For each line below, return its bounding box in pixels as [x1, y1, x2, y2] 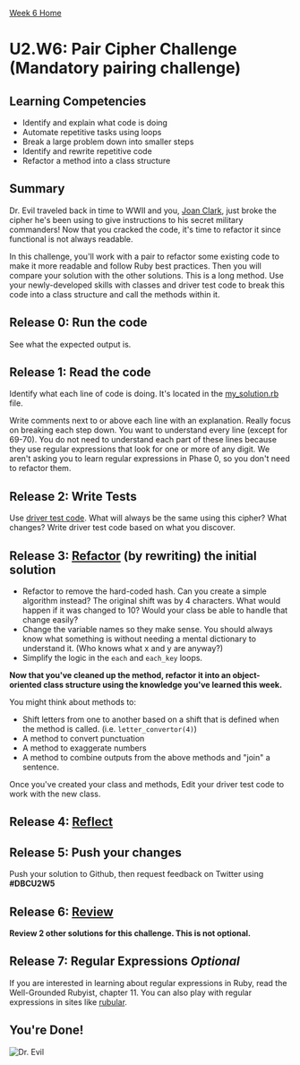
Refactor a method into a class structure [21, 156, 171, 166]
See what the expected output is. [9, 339, 132, 349]
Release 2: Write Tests [9, 488, 137, 504]
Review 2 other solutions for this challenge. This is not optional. [9, 928, 252, 939]
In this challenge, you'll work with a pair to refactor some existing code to [9, 251, 280, 262]
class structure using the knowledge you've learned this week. [43, 680, 283, 691]
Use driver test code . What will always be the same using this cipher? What [9, 512, 287, 523]
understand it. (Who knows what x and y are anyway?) [21, 643, 224, 654]
